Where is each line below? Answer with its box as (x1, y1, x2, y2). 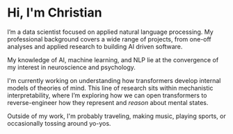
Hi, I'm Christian (7, 5, 102, 21)
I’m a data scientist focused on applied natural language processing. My (7, 28, 214, 36)
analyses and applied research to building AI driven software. (7, 42, 183, 50)
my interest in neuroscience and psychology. (7, 63, 136, 71)
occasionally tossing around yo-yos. (7, 119, 111, 127)
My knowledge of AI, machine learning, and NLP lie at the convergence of (7, 55, 219, 64)
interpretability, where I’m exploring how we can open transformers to (7, 91, 207, 99)
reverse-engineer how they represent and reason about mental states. (7, 98, 209, 106)
